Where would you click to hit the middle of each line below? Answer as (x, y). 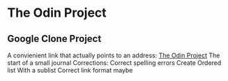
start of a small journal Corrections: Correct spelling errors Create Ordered (114, 63)
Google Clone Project (54, 39)
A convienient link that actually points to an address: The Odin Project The (114, 55)
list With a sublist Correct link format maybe (70, 70)
